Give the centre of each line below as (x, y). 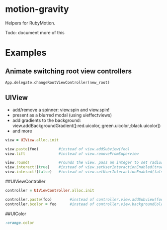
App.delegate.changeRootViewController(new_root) (58, 82)
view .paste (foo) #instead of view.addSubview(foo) (68, 149)
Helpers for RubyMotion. (30, 23)
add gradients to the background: (46, 120)
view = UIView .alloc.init (32, 140)
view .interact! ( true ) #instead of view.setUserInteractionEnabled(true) (85, 167)
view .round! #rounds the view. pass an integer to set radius (84, 163)
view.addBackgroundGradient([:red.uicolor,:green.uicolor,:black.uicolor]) (86, 125)
